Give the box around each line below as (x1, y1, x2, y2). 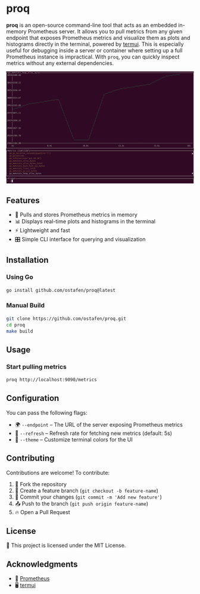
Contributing (6, 453, 55, 464)
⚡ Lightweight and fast (14, 226, 70, 234)
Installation (6, 255, 49, 265)
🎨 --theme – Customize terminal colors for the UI (14, 436, 133, 443)
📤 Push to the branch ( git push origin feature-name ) (14, 500, 149, 507)
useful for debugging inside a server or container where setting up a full (6, 46, 183, 54)
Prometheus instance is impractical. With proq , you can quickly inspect (6, 53, 180, 60)
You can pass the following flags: (6, 409, 87, 416)
